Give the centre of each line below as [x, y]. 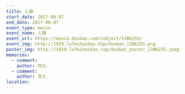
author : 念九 [32, 76]
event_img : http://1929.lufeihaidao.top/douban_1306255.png [81, 44]
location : [18, 82]
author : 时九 [32, 66]
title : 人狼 [20, 11]
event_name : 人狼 [26, 33]
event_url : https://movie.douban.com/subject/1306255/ [74, 39]
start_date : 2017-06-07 [35, 17]
